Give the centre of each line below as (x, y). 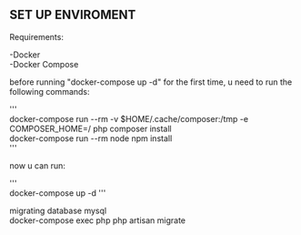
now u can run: (38, 165)
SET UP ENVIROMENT (73, 15)
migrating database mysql (58, 210)
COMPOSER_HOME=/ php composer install (90, 128)
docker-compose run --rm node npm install (91, 138)
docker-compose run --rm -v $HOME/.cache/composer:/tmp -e (129, 118)
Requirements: (36, 36)
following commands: (50, 91)
